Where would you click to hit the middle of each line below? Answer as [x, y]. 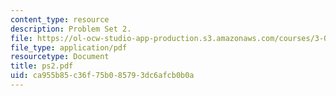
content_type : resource [60, 19]
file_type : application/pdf [69, 47]
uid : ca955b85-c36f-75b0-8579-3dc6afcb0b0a [102, 76]
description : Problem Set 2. [71, 29]
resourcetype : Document [60, 57]
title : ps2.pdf [42, 66]
